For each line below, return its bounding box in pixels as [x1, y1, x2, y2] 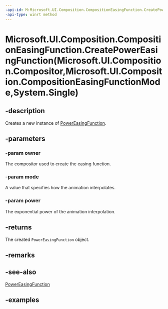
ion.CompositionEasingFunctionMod [5, 76, 161, 88]
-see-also [5, 268, 36, 276]
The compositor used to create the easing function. [5, 161, 111, 167]
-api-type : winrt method [5, 12, 57, 17]
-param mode [5, 173, 39, 180]
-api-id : [5, 7, 23, 13]
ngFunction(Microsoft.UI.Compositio [5, 55, 161, 66]
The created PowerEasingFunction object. [5, 236, 89, 242]
